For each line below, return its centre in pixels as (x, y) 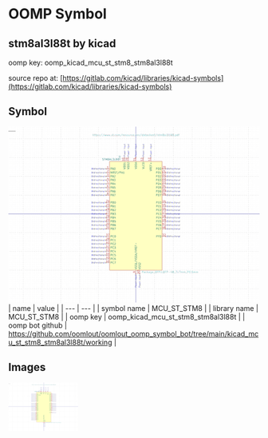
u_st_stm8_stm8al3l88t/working (60, 342)
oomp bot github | (38, 325)
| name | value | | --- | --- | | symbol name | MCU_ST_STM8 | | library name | (134, 308)
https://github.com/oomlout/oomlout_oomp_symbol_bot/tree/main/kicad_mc (134, 333)
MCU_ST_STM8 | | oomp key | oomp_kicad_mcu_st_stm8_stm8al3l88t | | (127, 317)
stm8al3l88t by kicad (62, 44)
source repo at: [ (35, 78)
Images (27, 367)
